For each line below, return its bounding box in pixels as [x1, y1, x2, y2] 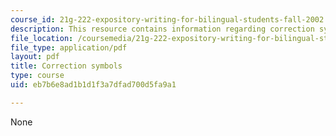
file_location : [10, 33, 74, 43]
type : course [10, 71, 65, 81]
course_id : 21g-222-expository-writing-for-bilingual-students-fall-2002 [10, 14, 325, 25]
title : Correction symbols [10, 61, 123, 71]
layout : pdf [10, 52, 60, 62]
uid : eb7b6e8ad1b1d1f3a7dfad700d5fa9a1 [10, 80, 177, 90]
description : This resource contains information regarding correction [10, 24, 315, 34]
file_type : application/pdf [10, 42, 128, 53]
